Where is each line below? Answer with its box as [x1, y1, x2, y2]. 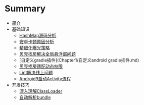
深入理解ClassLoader [19, 88, 63, 94]
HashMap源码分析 [19, 32, 56, 38]
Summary [4, 3, 46, 14]
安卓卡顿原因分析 [19, 38, 54, 45]
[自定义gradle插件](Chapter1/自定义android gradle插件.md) [19, 57, 140, 63]
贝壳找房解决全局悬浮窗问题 [19, 51, 76, 57]
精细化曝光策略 [19, 45, 50, 51]
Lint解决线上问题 [19, 69, 53, 75]
